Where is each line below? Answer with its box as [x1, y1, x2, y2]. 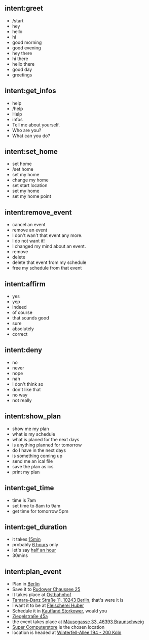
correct [12, 331, 28, 337]
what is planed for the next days [12, 436, 80, 442]
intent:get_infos [5, 87, 56, 95]
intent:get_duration [5, 522, 67, 531]
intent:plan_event [5, 567, 62, 576]
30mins [12, 552, 28, 558]
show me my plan [12, 425, 49, 432]
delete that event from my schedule [12, 259, 87, 265]
